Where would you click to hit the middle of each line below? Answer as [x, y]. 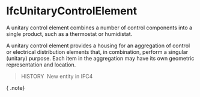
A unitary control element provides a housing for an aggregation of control [98, 46]
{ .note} [16, 87]
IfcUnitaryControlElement [71, 11]
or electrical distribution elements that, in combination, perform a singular [97, 51]
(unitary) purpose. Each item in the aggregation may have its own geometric [100, 58]
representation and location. [41, 65]
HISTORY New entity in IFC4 [57, 76]
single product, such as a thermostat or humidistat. [69, 34]
